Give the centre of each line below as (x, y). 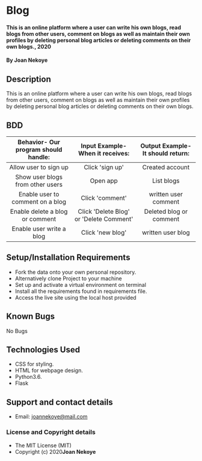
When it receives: (104, 153)
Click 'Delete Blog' (104, 212)
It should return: (166, 153)
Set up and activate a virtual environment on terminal (80, 285)
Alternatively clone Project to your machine (68, 278)
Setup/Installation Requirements (68, 258)
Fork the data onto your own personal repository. (75, 272)
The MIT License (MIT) (43, 445)
